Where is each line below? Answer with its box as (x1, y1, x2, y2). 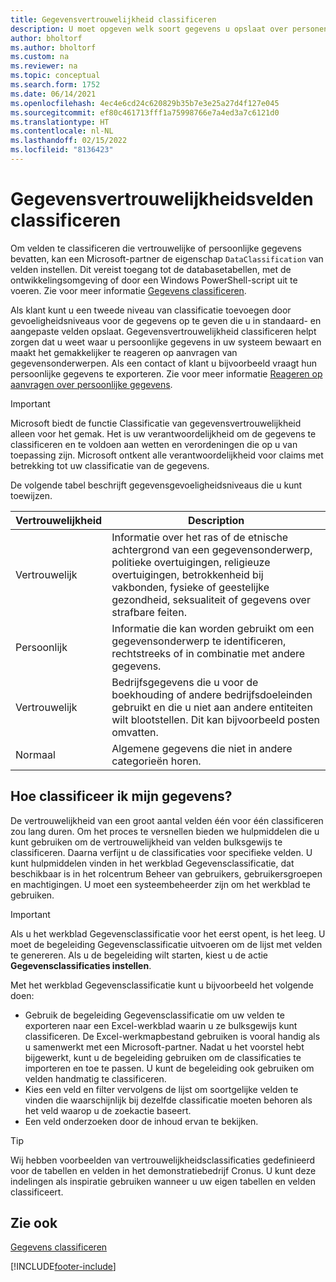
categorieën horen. (111, 754, 202, 768)
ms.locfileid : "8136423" (10, 145, 114, 155)
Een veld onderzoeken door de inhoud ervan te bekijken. (24, 1115, 259, 1127)
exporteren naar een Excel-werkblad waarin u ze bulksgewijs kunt (24, 1019, 298, 1031)
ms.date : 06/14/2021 (10, 89, 97, 99)
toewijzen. (10, 489, 53, 501)
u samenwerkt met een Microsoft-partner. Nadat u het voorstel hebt (24, 1041, 305, 1053)
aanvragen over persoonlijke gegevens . (10, 378, 173, 390)
